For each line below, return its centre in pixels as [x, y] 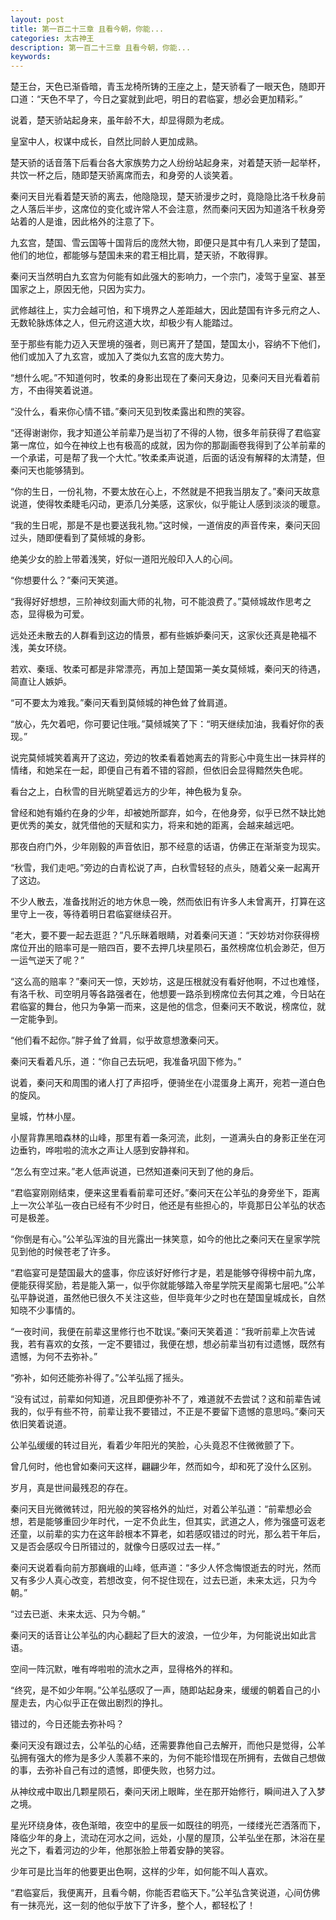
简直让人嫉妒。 [41, 682]
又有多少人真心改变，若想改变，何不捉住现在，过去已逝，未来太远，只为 [159, 1580]
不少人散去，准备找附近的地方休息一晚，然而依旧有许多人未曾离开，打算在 [163, 902]
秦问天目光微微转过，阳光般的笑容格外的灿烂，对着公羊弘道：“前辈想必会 [161, 1509]
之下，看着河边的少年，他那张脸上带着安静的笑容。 [124, 1850]
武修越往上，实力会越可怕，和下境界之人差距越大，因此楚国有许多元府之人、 [168, 310]
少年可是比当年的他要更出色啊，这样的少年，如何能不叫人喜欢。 [141, 1872]
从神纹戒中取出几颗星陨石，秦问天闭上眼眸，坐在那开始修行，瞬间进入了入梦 [168, 1792]
